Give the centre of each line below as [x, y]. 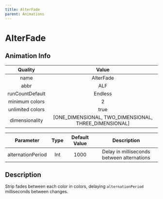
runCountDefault [26, 94]
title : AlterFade [23, 9]
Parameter [27, 140]
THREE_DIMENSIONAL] [103, 123]
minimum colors [26, 101]
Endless [103, 94]
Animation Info [28, 56]
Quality [26, 69]
